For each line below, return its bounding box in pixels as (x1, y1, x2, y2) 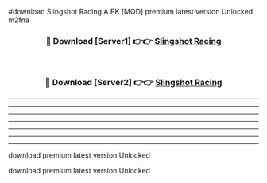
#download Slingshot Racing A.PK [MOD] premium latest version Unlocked (8, 7, 253, 16)
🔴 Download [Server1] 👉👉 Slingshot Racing (45, 35, 222, 46)
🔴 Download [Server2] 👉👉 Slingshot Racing (44, 77, 222, 88)
